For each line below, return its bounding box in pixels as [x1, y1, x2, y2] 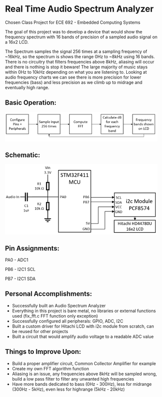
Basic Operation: [5, 98, 57, 107]
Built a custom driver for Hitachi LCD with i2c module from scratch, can [12, 323, 154, 329]
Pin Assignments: [5, 244, 59, 253]
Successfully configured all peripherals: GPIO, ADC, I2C [12, 318, 123, 324]
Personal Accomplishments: [5, 290, 92, 298]
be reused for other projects [12, 328, 69, 334]
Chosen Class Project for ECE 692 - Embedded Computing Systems [5, 19, 141, 25]
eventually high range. [5, 84, 49, 90]
